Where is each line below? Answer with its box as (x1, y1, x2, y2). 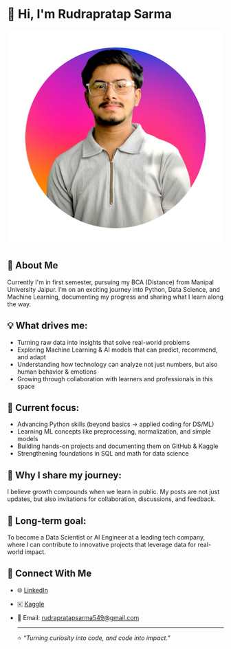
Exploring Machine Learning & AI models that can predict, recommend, (16, 345, 218, 354)
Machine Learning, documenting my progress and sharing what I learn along (7, 292, 224, 301)
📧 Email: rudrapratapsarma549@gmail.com (16, 613, 140, 621)
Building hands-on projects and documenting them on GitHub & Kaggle (16, 442, 219, 450)
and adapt (16, 352, 46, 361)
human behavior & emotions (16, 368, 98, 376)
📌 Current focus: (7, 402, 80, 414)
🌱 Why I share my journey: (7, 469, 122, 481)
